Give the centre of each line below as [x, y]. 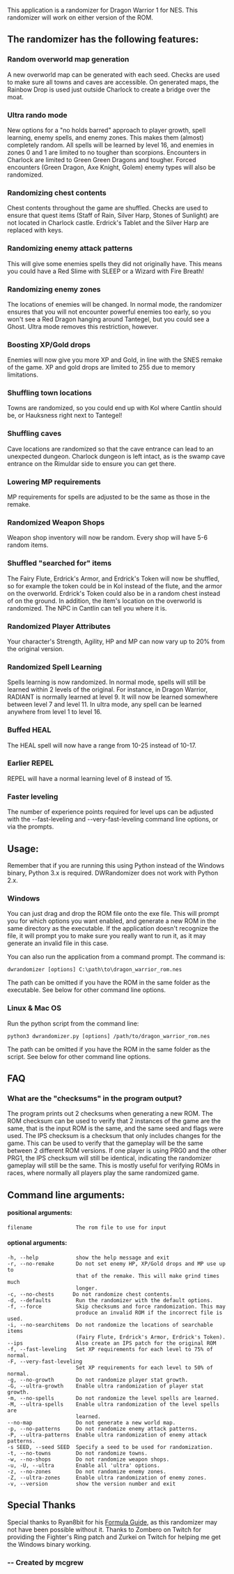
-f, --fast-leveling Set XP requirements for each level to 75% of [110, 1350]
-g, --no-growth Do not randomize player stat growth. [98, 1380]
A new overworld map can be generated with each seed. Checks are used [114, 74]
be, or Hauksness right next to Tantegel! [65, 416]
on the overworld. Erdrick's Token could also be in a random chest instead [114, 593]
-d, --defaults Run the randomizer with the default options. [110, 1301]
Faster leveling [33, 796]
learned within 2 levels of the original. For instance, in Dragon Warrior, [108, 690]
